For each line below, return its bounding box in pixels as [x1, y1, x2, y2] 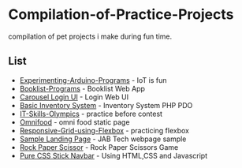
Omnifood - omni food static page [19, 117, 130, 127]
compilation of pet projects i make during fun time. [8, 32, 173, 41]
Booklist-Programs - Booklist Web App [19, 84, 146, 93]
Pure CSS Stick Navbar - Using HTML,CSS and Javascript [19, 151, 207, 160]
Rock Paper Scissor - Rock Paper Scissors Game [19, 142, 179, 151]
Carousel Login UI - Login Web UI [19, 92, 128, 102]
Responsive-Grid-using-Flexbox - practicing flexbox [19, 125, 189, 135]
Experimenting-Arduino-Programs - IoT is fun [19, 75, 167, 84]
